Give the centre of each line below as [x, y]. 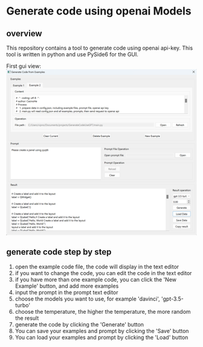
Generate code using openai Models [99, 11]
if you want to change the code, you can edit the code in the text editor [103, 273]
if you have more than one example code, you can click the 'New [96, 279]
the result [27, 318]
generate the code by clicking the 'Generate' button [79, 324]
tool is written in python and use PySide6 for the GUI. [72, 54]
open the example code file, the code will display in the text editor [97, 267]
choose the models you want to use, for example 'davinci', [87, 299]
